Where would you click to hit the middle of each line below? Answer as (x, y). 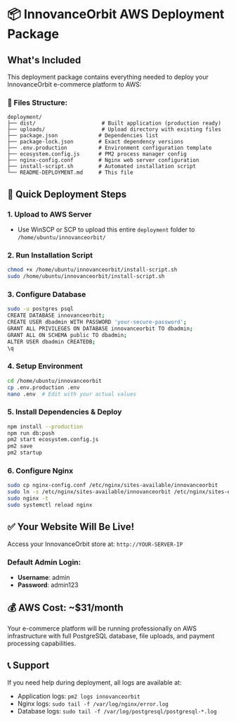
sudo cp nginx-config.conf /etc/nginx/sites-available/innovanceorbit (113, 486)
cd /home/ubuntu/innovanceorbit (54, 381)
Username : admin (44, 577)
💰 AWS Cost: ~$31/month (66, 608)
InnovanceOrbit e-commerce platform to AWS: (74, 84)
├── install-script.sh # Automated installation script (102, 167)
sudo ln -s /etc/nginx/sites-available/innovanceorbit (89, 492)
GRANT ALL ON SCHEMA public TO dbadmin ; (67, 335)
